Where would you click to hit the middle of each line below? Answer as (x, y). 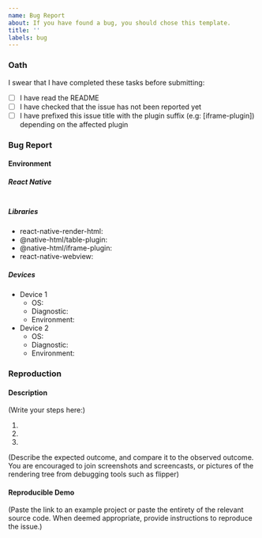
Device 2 (34, 328)
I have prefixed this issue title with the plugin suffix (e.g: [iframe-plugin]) (137, 115)
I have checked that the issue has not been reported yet (110, 107)
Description (28, 393)
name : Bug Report (37, 15)
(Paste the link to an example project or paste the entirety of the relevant (126, 510)
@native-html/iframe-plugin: (66, 248)
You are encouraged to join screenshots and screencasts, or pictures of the (131, 466)
